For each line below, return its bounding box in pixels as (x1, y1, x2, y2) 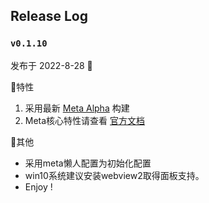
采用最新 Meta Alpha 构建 (24, 102, 130, 114)
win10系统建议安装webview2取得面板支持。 (24, 169, 205, 181)
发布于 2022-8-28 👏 (10, 59, 93, 71)
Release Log (10, 8, 88, 25)
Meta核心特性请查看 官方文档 (24, 114, 146, 126)
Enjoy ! (24, 180, 53, 193)
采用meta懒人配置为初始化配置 (24, 157, 152, 169)
